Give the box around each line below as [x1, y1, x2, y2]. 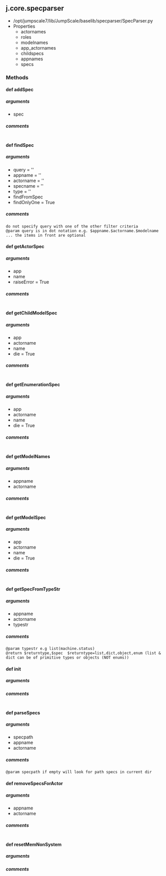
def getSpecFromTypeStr [6, 586, 61, 592]
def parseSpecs [6, 709, 40, 715]
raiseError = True [13, 279, 49, 285]
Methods [6, 74, 29, 81]
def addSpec [6, 86, 34, 93]
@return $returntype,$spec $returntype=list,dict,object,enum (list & [6, 650, 161, 656]
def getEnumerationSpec [6, 381, 60, 388]
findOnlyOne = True [13, 199, 55, 205]
